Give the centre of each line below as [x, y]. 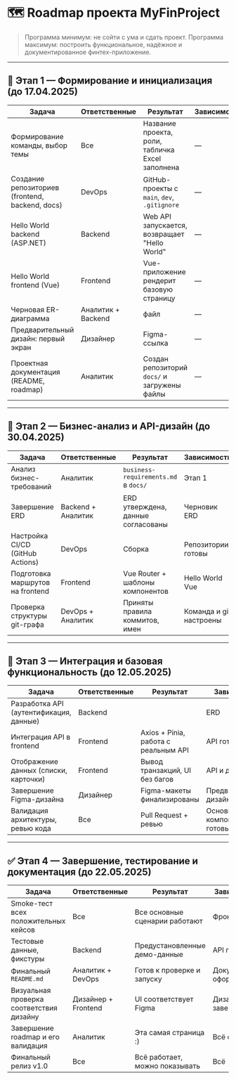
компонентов [145, 591]
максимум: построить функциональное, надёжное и [103, 44]
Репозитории [206, 545]
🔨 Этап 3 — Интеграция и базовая [85, 661]
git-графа [27, 624]
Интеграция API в [41, 737]
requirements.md [150, 477]
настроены [203, 620]
